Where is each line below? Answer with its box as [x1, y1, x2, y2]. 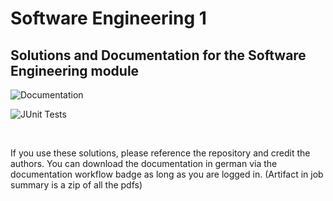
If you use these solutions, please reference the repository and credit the [10, 147, 311, 159]
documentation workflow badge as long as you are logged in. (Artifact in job [10, 168, 324, 180]
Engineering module [10, 62, 140, 79]
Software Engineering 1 [10, 7, 207, 30]
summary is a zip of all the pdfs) [10, 179, 143, 191]
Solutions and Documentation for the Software [10, 47, 307, 64]
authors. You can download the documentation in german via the [10, 158, 278, 169]
